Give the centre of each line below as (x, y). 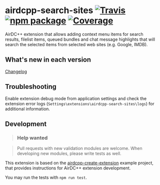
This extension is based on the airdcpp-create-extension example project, (79, 163)
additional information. (27, 109)
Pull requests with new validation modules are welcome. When (80, 149)
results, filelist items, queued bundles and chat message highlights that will (80, 39)
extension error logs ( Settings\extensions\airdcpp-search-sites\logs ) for (80, 103)
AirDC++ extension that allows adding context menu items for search (74, 34)
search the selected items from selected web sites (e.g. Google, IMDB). (77, 44)
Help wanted (32, 137)
